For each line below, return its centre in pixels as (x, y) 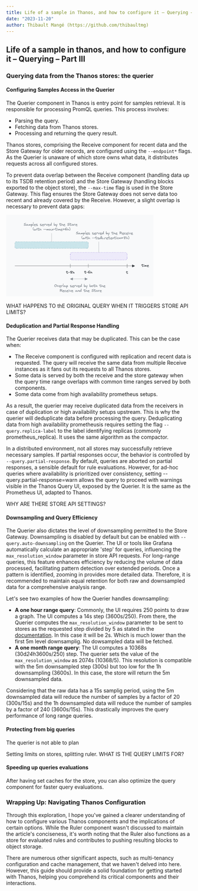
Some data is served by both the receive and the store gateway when (99, 375)
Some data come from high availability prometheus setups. (86, 394)
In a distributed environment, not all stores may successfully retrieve (89, 449)
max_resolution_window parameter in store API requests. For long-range (93, 556)
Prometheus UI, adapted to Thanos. (49, 493)
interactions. (21, 883)
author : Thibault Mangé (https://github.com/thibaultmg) (77, 25)
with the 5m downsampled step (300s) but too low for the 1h (88, 667)
